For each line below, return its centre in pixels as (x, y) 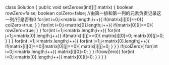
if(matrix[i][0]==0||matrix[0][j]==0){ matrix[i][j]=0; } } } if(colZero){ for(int (81, 46)
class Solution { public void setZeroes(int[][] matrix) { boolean (69, 7)
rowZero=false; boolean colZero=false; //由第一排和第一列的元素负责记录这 (83, 13)
